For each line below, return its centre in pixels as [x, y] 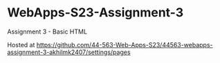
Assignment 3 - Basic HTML [47, 32]
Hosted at [21, 45]
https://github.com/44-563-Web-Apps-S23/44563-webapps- [125, 45]
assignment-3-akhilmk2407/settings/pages [69, 52]
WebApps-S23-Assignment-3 [95, 13]
